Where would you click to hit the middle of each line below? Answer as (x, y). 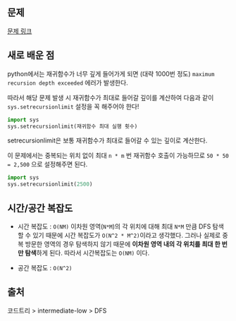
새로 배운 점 (31, 55)
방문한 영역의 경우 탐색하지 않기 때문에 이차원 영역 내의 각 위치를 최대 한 (123, 244)
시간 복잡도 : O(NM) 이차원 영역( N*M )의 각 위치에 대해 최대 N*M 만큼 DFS (114, 226)
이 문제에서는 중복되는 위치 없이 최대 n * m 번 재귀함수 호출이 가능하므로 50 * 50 (118, 156)
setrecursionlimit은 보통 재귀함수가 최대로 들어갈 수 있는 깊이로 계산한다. (107, 140)
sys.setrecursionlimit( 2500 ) (50, 184)
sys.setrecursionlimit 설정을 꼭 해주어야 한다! (73, 106)
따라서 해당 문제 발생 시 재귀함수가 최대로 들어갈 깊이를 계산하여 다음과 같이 (111, 97)
